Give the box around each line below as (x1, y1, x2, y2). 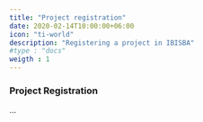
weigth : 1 (9, 55, 50, 64)
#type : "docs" (9, 47, 66, 56)
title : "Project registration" (9, 13, 127, 22)
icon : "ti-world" (9, 30, 75, 39)
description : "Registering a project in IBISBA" (9, 38, 195, 48)
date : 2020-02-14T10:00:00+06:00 (9, 22, 135, 30)
